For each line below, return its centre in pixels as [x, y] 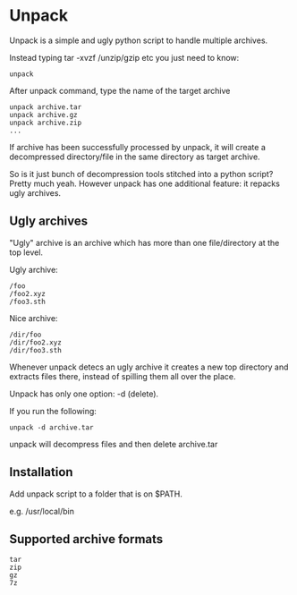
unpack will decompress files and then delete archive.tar [114, 444]
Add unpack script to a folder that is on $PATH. [96, 494]
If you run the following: [53, 411]
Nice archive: [34, 318]
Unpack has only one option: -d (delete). [84, 394]
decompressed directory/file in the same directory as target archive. [135, 157]
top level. [26, 252]
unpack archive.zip [46, 123]
